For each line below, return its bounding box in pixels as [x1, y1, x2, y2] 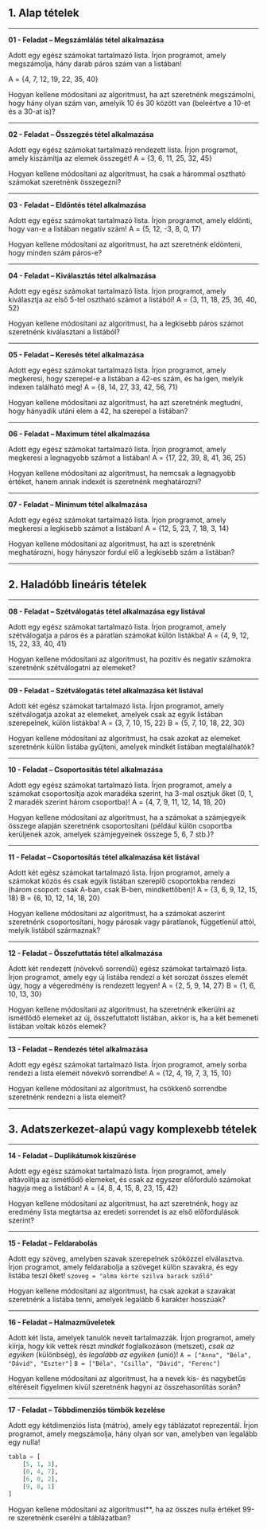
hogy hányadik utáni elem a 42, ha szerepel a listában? [8, 406, 188, 415]
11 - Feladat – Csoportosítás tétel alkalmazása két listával [8, 852, 200, 862]
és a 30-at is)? [8, 107, 56, 116]
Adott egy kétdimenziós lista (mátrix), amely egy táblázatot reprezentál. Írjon [8, 1421, 258, 1430]
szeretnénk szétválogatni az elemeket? [8, 662, 137, 672]
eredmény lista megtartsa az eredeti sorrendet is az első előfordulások [8, 1207, 240, 1217]
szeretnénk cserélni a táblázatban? [17, 1512, 131, 1523]
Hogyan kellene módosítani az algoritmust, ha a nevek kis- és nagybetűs [8, 1374, 246, 1383]
